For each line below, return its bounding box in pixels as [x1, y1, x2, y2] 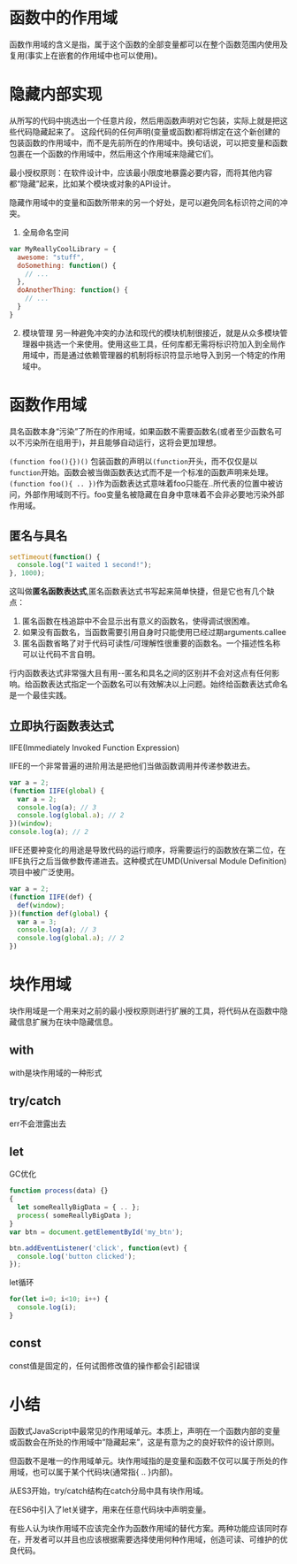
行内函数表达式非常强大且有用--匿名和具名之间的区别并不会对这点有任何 [9, 668, 272, 678]
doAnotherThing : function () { [17, 286, 128, 295]
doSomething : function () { [17, 261, 117, 270]
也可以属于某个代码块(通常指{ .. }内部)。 [32, 1466, 179, 1477]
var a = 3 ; [17, 917, 57, 926]
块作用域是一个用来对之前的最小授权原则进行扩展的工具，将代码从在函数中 [9, 1006, 280, 1016]
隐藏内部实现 [9, 85, 103, 104]
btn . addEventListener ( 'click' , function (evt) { [9, 1244, 188, 1253]
